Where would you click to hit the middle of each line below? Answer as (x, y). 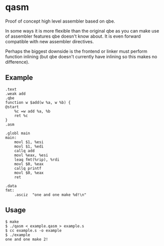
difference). (17, 62)
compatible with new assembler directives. (50, 41)
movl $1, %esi (29, 142)
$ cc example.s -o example (33, 230)
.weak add (16, 94)
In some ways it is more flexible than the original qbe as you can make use (82, 31)
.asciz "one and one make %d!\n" (50, 195)
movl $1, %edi (29, 146)
